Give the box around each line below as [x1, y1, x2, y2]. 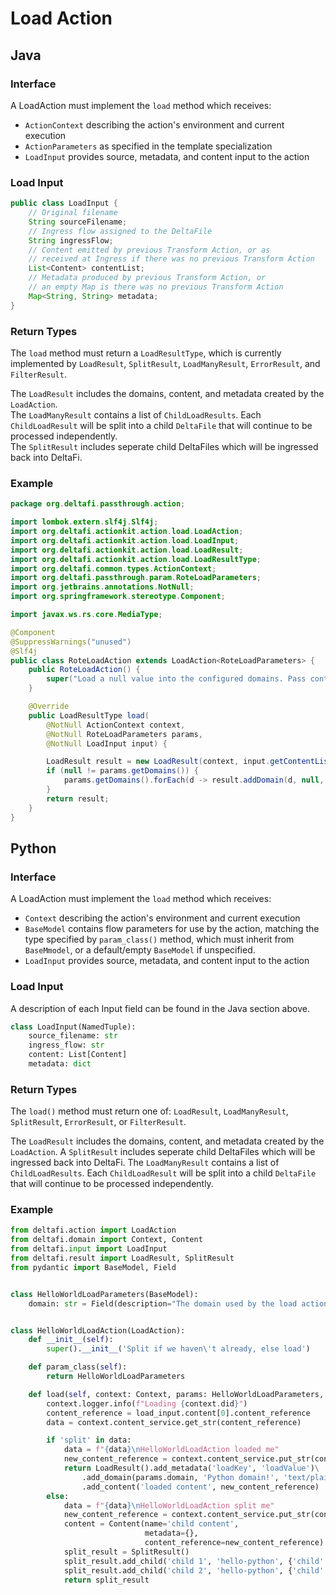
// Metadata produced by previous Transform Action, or [28, 273, 267, 283]
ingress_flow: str [28, 1040, 105, 1051]
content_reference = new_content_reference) [144, 1538, 325, 1548]
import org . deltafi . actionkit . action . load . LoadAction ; [10, 527, 244, 537]
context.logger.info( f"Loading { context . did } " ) [46, 1398, 248, 1409]
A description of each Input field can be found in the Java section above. [10, 1002, 310, 1014]
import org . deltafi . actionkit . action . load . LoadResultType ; [10, 554, 262, 564]
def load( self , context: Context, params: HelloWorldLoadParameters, [28, 1389, 325, 1399]
